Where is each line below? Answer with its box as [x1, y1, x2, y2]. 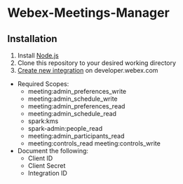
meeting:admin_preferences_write [27, 87, 127, 95]
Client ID [27, 154, 53, 162]
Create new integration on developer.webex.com [17, 66, 158, 74]
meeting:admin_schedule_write [27, 94, 118, 103]
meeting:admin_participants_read [27, 132, 125, 140]
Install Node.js [17, 51, 59, 59]
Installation [7, 33, 57, 45]
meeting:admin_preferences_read [27, 102, 126, 110]
